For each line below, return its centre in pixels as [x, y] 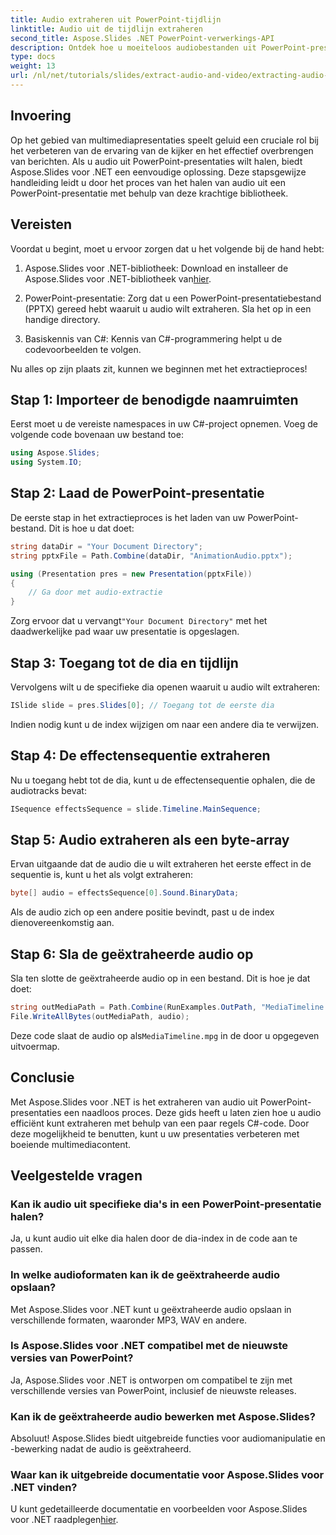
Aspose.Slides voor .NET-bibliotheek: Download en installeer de [156, 268]
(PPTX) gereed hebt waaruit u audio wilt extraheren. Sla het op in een [168, 308]
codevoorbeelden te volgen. [83, 349]
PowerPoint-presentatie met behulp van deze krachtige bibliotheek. [149, 193]
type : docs [33, 57]
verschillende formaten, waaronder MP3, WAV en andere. [129, 1320]
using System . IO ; [46, 462]
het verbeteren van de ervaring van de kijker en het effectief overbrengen [162, 150]
